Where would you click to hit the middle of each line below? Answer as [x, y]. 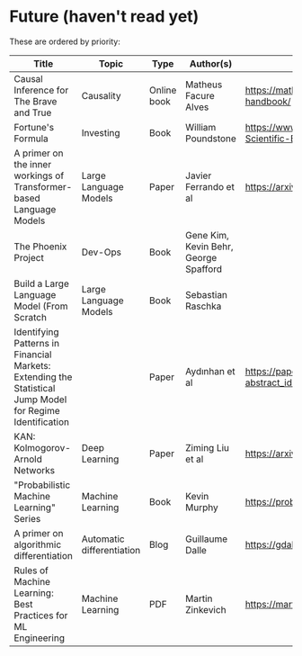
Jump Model [40, 400]
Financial [33, 355]
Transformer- [43, 186]
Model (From [41, 306]
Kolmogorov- [43, 447]
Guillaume [207, 539]
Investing [101, 132]
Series [27, 518]
